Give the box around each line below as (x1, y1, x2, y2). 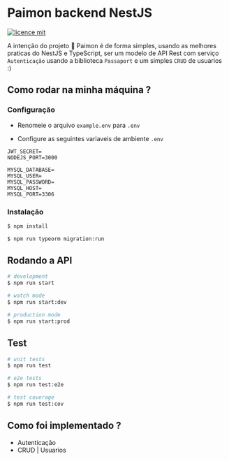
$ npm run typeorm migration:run (7, 235, 105, 242)
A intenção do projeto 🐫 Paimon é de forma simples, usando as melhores (7, 41, 216, 50)
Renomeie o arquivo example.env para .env (17, 121, 140, 129)
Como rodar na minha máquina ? (7, 84, 152, 96)
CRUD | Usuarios (17, 446, 66, 454)
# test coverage (7, 394, 54, 401)
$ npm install (7, 222, 49, 230)
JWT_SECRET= (7, 148, 42, 155)
